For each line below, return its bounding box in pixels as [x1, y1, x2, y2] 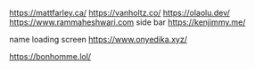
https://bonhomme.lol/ [9, 51, 92, 61]
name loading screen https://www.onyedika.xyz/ [9, 35, 187, 44]
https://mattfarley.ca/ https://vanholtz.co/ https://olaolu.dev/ [9, 8, 230, 18]
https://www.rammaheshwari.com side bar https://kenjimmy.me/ [9, 17, 246, 27]
